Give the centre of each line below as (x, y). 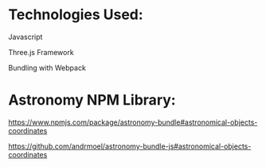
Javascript (25, 37)
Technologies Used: (76, 15)
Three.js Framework (41, 52)
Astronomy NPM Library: (92, 100)
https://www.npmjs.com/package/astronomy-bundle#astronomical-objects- (133, 122)
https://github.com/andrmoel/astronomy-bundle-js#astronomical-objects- (130, 146)
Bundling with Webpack (47, 68)
